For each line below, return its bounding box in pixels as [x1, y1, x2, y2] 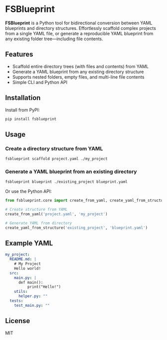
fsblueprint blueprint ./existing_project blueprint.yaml [5, 179, 128, 184]
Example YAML [5, 239, 53, 247]
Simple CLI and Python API [12, 79, 68, 85]
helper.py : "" [18, 294, 48, 299]
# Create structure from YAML [5, 207, 68, 212]
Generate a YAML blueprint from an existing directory [5, 168, 137, 175]
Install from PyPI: [5, 107, 40, 113]
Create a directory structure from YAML [5, 145, 103, 152]
